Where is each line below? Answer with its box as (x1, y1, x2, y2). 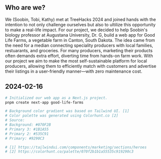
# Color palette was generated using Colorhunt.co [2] (5, 113, 119, 118)
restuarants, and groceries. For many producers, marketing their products (5, 47, 153, 53)
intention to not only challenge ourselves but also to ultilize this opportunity (5, 21, 156, 27)
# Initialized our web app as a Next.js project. (5, 95, 108, 100)
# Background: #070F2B (5, 122, 51, 127)
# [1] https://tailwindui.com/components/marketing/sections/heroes (5, 145, 147, 150)
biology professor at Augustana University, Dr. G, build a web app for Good (5, 32, 155, 38)
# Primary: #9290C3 (5, 136, 45, 141)
